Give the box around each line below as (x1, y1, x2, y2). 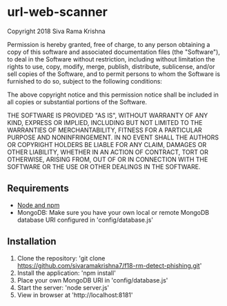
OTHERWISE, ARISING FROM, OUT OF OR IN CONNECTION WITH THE (7, 155, 208, 163)
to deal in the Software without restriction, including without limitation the (7, 55, 215, 63)
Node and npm (17, 201, 60, 209)
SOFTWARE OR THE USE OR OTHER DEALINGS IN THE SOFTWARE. (7, 162, 201, 171)
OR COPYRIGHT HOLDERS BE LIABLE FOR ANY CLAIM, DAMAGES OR (7, 140, 207, 149)
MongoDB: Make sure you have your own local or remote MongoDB (17, 208, 209, 216)
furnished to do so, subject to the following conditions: (7, 77, 162, 85)
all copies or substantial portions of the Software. (7, 97, 147, 106)
